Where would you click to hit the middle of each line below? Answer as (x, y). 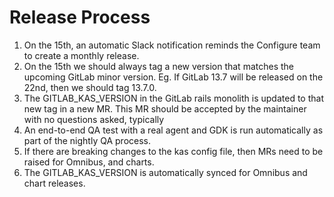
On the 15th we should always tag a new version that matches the (158, 66)
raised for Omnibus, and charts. (89, 162)
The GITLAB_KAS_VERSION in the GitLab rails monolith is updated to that (173, 98)
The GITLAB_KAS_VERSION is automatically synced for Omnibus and (165, 172)
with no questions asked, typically (94, 119)
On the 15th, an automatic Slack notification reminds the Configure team (172, 45)
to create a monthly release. (81, 55)
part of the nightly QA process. (87, 140)
